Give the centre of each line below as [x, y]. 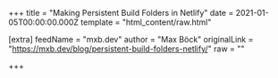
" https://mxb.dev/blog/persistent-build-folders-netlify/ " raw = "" [126, 49]
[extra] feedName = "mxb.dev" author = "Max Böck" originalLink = [131, 39]
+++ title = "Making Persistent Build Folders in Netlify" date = [121, 13]
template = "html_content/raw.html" [146, 22]
